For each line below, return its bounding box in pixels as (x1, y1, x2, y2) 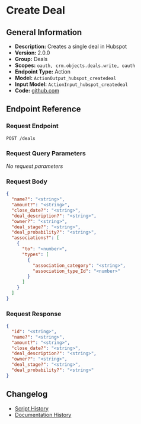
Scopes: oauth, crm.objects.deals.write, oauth (14, 62, 136, 69)
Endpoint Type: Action (14, 68, 71, 75)
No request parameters (6, 162, 63, 170)
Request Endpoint (6, 122, 59, 130)
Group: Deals (14, 56, 48, 62)
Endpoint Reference (6, 104, 81, 114)
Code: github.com (14, 87, 59, 94)
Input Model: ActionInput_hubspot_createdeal (14, 81, 129, 88)
